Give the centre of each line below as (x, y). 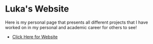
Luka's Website (37, 9)
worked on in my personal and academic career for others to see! (71, 27)
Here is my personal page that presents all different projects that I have (76, 22)
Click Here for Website (35, 37)
